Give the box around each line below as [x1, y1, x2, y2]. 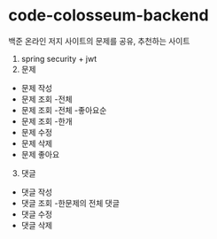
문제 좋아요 [20, 149, 60, 159]
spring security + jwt [20, 53, 97, 64]
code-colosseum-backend [8, 5, 209, 26]
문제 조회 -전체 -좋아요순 [20, 104, 107, 115]
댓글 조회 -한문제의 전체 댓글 [20, 197, 120, 208]
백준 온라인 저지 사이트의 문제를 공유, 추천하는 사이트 [8, 35, 190, 46]
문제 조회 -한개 [20, 116, 73, 127]
